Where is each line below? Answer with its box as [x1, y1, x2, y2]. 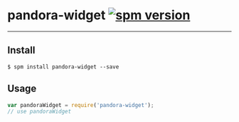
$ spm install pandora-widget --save [7, 63, 119, 71]
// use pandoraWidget [7, 108, 72, 116]
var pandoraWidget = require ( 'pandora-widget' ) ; [7, 101, 154, 108]
